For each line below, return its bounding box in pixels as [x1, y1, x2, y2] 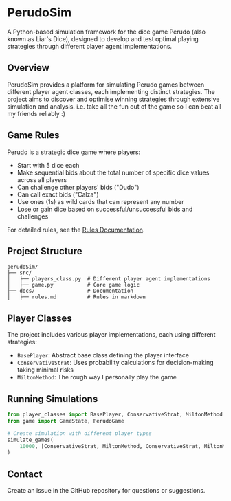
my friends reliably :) [7, 109, 65, 118]
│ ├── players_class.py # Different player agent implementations [7, 276, 211, 282]
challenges [16, 212, 49, 221]
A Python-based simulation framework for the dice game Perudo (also [7, 27, 206, 36]
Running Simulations [7, 393, 98, 405]
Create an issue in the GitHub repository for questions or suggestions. [7, 487, 206, 495]
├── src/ [7, 269, 32, 276]
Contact [7, 468, 43, 480]
